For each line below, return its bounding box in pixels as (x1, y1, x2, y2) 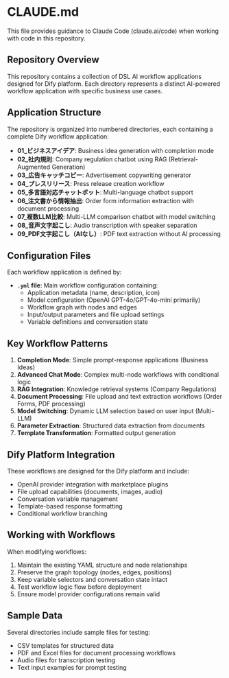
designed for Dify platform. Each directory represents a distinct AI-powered (7, 80, 221, 88)
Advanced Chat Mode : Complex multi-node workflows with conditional (16, 371, 219, 379)
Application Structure (7, 107, 101, 119)
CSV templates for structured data (16, 641, 114, 649)
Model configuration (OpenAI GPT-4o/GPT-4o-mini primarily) (27, 296, 201, 304)
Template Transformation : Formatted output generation (16, 429, 176, 437)
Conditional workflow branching (16, 509, 108, 517)
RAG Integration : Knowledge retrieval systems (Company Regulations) (16, 385, 217, 393)
